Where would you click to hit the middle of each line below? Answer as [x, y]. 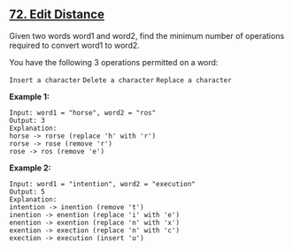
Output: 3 [27, 120]
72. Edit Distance [57, 15]
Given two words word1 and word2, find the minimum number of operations [147, 35]
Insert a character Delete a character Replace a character [120, 80]
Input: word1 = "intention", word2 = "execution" [103, 184]
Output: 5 [27, 192]
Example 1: [30, 96]
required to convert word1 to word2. [74, 45]
